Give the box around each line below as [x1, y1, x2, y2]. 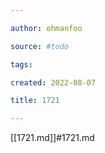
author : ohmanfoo [10, 23, 83, 33]
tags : [10, 59, 33, 70]
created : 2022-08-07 [10, 77, 97, 88]
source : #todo [10, 41, 70, 51]
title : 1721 [10, 96, 60, 106]
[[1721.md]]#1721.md [10, 132, 95, 144]
